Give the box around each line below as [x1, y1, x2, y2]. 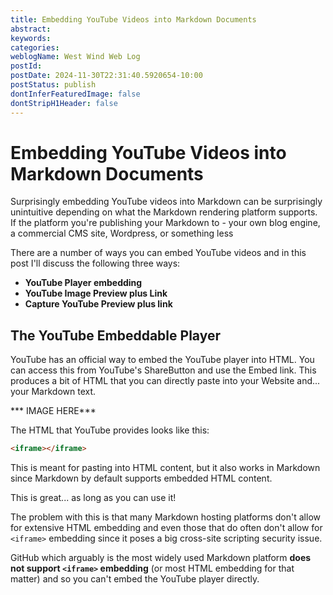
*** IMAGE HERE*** [10, 405, 97, 417]
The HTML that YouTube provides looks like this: [10, 424, 210, 436]
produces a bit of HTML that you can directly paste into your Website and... [10, 375, 321, 387]
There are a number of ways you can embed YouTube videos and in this [10, 247, 307, 259]
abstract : [10, 24, 52, 34]
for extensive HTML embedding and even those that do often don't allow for [10, 522, 323, 534]
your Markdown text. [10, 386, 97, 398]
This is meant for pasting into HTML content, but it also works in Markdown [10, 462, 321, 474]
